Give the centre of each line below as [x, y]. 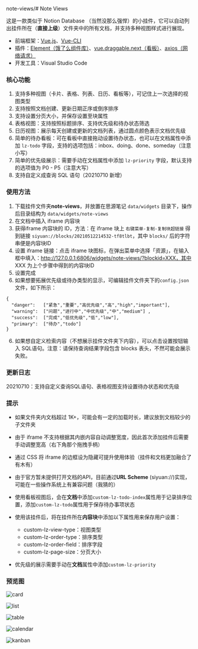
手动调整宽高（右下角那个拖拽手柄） [59, 445]
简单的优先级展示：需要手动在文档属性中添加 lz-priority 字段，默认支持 [103, 160]
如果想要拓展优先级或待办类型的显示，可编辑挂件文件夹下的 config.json [102, 280]
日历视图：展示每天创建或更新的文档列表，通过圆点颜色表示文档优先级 [100, 131]
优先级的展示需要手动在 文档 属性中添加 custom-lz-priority [85, 564]
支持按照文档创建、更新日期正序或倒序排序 [66, 108]
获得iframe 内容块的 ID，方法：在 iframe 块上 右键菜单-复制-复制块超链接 [99, 228]
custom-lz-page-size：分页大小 [62, 552]
